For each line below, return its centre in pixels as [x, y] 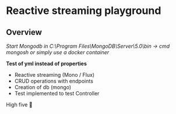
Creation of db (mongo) [43, 87]
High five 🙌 [20, 105]
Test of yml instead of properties [47, 63]
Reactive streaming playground [84, 11]
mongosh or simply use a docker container [58, 52]
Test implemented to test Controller [57, 93]
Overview [24, 32]
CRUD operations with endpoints [54, 81]
